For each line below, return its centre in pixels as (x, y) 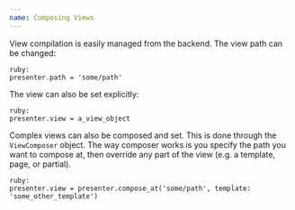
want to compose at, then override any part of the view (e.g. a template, (143, 154)
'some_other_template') (54, 196)
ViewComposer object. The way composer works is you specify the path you (147, 144)
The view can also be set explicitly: (74, 94)
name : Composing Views (52, 18)
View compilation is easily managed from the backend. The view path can (146, 43)
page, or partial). (40, 164)
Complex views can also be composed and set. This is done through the (143, 135)
